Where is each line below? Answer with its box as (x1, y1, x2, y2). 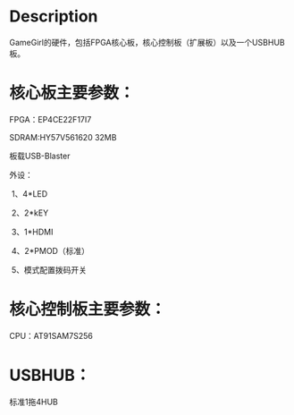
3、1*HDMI (11, 226, 54, 237)
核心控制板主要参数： (9, 300, 167, 319)
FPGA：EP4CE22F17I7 (9, 114, 92, 124)
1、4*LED (11, 188, 48, 199)
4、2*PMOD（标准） (11, 245, 89, 256)
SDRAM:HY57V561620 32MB (9, 131, 117, 142)
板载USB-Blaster (9, 150, 71, 161)
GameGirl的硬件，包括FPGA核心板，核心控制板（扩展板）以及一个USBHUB (9, 37, 285, 47)
